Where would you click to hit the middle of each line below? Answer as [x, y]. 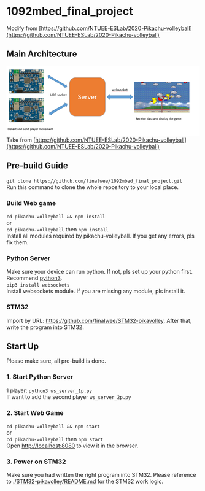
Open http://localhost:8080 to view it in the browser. [72, 446]
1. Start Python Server [40, 377]
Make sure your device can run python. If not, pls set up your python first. [100, 272]
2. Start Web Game [35, 412]
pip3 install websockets [38, 285]
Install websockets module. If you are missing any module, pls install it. [96, 291]
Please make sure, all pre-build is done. [56, 361]
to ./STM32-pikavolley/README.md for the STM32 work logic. [85, 481]
